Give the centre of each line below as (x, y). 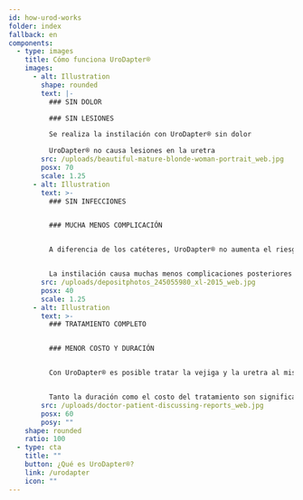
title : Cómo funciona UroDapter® (88, 60)
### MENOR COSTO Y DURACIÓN (101, 349)
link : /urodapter (57, 472)
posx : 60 (57, 414)
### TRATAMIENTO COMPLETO (97, 325)
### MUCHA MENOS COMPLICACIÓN (106, 226)
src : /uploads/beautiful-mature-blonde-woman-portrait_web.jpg (162, 159)
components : (31, 43)
